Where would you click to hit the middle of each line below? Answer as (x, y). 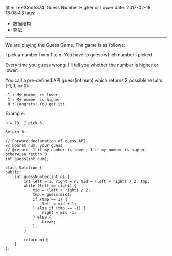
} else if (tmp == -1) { (59, 208)
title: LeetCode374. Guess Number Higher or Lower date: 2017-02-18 (78, 7)
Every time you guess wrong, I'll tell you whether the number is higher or (82, 65)
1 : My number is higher (34, 100)
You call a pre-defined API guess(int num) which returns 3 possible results (84, 80)
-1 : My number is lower (32, 95)
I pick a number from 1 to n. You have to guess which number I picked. (79, 55)
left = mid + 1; (59, 204)
